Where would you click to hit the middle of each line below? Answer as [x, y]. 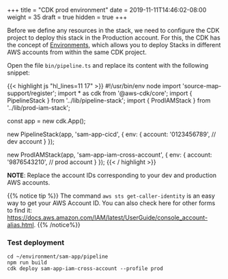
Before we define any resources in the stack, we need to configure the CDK [113, 30]
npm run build [27, 263]
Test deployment [36, 242]
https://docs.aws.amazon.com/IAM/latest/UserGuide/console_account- [108, 217]
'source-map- [202, 86]
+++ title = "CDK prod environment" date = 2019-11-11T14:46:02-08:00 [107, 10]
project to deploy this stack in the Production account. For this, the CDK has [114, 38]
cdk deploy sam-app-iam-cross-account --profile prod [85, 269]
